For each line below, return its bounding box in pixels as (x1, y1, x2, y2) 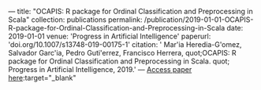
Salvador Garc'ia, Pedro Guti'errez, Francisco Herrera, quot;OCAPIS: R (8, 49, 237, 57)
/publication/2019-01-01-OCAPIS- (144, 15, 254, 24)
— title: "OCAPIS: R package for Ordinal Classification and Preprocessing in (8, 7, 254, 16)
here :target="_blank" (8, 74, 76, 82)
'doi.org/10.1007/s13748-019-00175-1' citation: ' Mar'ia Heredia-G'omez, (8, 40, 242, 49)
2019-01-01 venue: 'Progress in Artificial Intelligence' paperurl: (8, 31, 211, 41)
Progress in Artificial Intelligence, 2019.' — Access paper (8, 65, 192, 74)
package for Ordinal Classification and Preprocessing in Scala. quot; (8, 56, 230, 66)
